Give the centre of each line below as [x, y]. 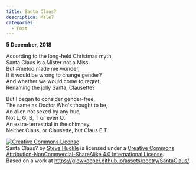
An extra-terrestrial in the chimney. [48, 124]
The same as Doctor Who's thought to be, [57, 105]
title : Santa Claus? [32, 12]
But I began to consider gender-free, [51, 99]
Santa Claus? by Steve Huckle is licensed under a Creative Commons [90, 148]
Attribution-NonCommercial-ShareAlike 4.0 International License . [85, 155]
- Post [19, 28]
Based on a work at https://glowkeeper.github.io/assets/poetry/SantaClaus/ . [98, 161]
